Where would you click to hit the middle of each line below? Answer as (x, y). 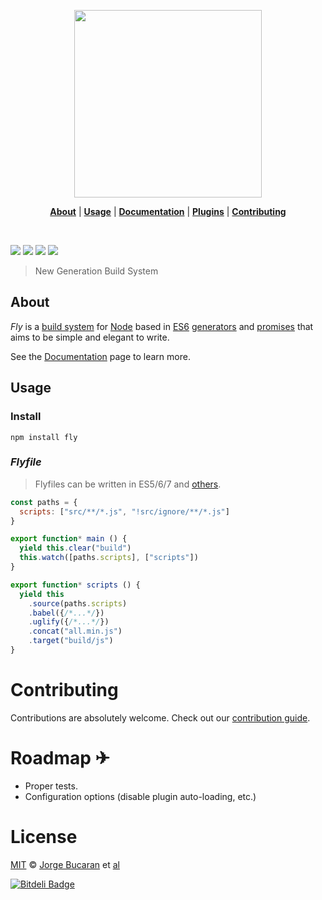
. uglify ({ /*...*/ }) (69, 622)
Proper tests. (51, 786)
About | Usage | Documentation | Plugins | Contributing (168, 211)
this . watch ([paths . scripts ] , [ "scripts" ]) (109, 558)
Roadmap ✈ (60, 758)
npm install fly (44, 437)
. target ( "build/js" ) (71, 641)
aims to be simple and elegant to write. (90, 337)
